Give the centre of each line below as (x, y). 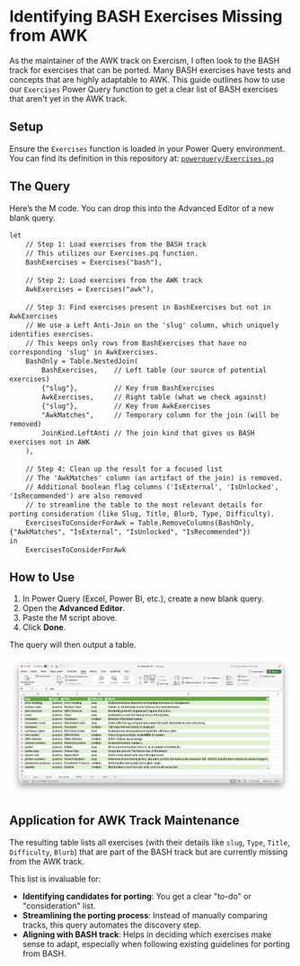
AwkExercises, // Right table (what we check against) (154, 397)
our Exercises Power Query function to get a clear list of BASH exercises (144, 89)
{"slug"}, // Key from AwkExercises (126, 406)
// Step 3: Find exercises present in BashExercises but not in (148, 307)
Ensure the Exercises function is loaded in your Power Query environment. (147, 148)
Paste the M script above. (70, 618)
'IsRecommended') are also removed (76, 496)
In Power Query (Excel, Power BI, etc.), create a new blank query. (143, 598)
